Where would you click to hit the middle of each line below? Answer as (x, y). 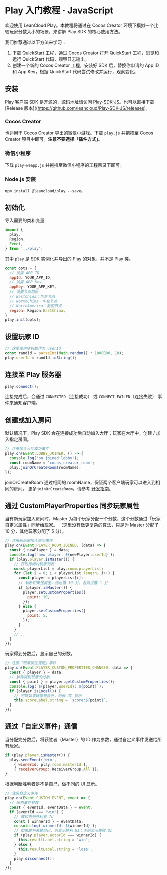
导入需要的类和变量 (25, 220)
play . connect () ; (22, 386)
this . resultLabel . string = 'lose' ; (55, 849)
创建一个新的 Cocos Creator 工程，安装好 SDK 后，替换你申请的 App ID (85, 65)
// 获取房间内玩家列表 (34, 564)
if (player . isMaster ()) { (45, 588)
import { (14, 230)
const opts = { (21, 268)
